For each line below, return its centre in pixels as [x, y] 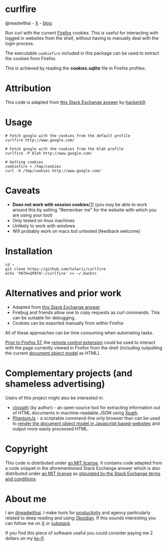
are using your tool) [32, 215]
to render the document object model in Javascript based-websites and [86, 423]
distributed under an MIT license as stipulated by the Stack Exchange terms [83, 473]
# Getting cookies [24, 162]
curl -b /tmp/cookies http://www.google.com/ [53, 171]
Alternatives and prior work [63, 293]
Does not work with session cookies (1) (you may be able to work [80, 204]
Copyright [27, 449]
